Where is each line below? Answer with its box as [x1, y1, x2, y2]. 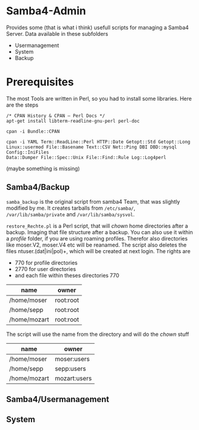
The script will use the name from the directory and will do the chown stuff [6, 331, 189, 338]
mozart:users [54, 374, 92, 382]
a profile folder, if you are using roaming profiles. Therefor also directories [6, 235, 188, 242]
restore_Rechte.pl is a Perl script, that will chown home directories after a [6, 222, 188, 229]
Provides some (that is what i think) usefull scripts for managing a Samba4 [6, 24, 189, 31]
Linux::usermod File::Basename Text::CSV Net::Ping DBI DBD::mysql [6, 144, 178, 150]
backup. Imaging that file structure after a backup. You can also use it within [6, 228, 194, 236]
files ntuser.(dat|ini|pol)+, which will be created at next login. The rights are [6, 247, 191, 254]
